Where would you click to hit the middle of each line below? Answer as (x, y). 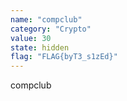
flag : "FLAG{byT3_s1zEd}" (64, 57)
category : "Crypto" (51, 29)
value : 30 (31, 38)
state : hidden (40, 47)
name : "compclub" (46, 19)
